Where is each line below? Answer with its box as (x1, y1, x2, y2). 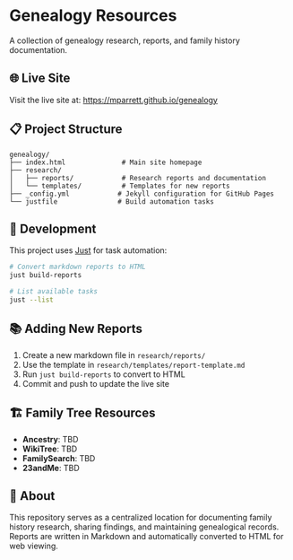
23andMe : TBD (22, 462, 80, 473)
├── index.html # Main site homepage (9, 158, 203, 167)
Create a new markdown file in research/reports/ (22, 349, 206, 360)
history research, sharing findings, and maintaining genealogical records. (9, 521, 280, 532)
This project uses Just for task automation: (9, 245, 168, 256)
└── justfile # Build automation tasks (9, 197, 215, 206)
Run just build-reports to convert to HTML (22, 369, 185, 380)
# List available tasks (9, 287, 99, 296)
